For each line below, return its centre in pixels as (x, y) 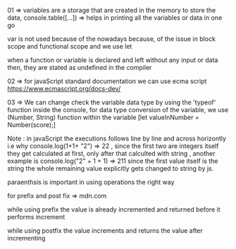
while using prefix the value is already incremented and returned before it (114, 209)
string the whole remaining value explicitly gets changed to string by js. (111, 168)
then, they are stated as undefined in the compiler (80, 67)
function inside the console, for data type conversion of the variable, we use (118, 110)
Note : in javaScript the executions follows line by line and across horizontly (117, 138)
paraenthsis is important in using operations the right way (91, 182)
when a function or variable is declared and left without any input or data (113, 60)
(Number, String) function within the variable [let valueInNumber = (103, 117)
